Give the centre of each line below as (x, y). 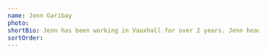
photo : (18, 23)
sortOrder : (26, 38)
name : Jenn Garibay (40, 15)
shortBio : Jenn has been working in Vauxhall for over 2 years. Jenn (126, 30)
